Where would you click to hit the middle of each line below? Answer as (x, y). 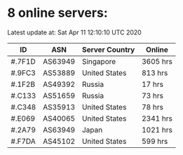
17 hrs (152, 84)
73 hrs (152, 95)
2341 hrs (157, 119)
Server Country (108, 49)
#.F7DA (23, 141)
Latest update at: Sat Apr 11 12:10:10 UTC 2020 (74, 32)
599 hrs (155, 141)
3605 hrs (157, 61)
